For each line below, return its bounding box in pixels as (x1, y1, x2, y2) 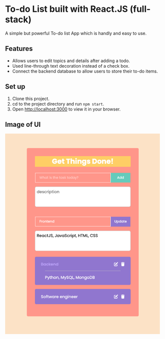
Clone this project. (12, 95, 50, 102)
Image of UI (5, 120, 41, 129)
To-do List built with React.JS (5, 3, 128, 15)
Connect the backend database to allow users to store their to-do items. (12, 68, 158, 74)
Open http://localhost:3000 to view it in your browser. (12, 106, 121, 112)
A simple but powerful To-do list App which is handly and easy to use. (5, 30, 147, 36)
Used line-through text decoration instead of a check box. (12, 63, 130, 69)
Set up (5, 82, 26, 91)
